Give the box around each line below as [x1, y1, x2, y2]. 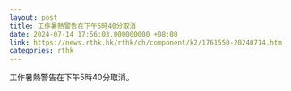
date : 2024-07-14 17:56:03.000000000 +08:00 [9, 29, 178, 38]
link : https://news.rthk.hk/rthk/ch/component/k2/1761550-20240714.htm [9, 37, 282, 47]
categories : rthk [9, 46, 74, 55]
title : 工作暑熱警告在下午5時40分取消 [9, 21, 137, 30]
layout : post [9, 12, 58, 22]
